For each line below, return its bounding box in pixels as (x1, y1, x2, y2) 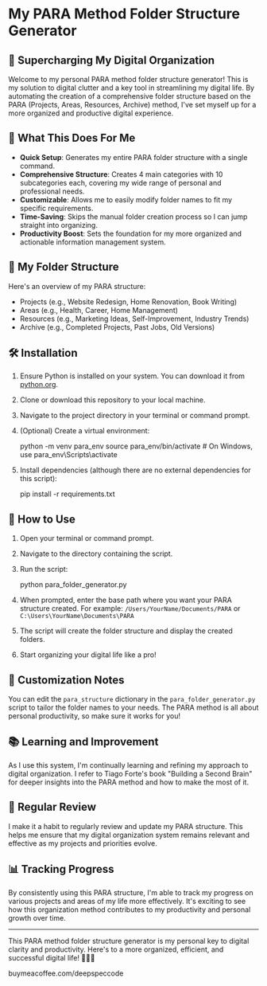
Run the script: (19, 565, 68, 574)
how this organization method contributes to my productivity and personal (8, 905, 251, 914)
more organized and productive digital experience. (8, 108, 174, 118)
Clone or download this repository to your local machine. (19, 395, 206, 405)
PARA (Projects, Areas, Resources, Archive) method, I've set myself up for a (8, 100, 257, 109)
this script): (19, 474, 57, 483)
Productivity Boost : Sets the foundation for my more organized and (19, 229, 242, 238)
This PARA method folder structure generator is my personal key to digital (8, 936, 250, 945)
